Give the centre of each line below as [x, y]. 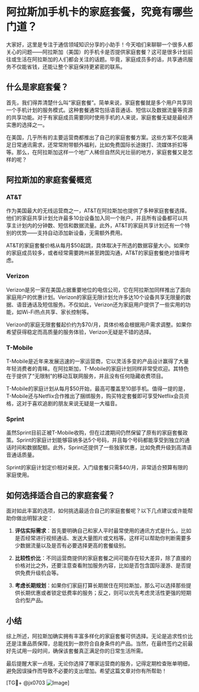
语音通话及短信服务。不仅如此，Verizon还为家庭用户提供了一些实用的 [101, 304]
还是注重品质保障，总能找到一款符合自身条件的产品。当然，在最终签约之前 [97, 643]
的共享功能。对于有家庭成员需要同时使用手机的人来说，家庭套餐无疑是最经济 [99, 117]
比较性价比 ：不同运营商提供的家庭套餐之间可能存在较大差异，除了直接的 [103, 558]
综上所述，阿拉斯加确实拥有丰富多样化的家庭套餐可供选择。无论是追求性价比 [99, 636]
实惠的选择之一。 [27, 124]
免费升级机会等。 [41, 573]
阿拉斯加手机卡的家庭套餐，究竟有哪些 [100, 12]
